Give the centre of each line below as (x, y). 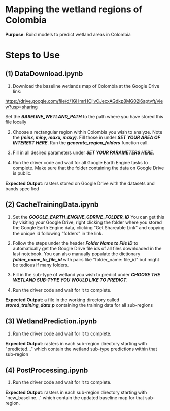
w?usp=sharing (22, 107)
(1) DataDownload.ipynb (44, 74)
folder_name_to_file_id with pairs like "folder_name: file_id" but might (86, 259)
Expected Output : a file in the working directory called (62, 300)
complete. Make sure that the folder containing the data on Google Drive (88, 168)
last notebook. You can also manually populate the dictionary (76, 254)
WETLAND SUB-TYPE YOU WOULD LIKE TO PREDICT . (70, 280)
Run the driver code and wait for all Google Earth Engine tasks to (80, 162)
